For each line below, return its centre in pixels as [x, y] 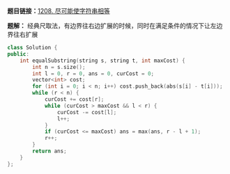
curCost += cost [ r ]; [74, 100]
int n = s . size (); [59, 67]
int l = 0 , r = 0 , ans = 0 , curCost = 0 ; [93, 73]
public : [18, 54]
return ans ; [50, 151]
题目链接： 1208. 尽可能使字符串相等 [59, 11]
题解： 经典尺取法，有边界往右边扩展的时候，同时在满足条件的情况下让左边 [115, 26]
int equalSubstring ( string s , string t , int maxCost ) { [103, 61]
